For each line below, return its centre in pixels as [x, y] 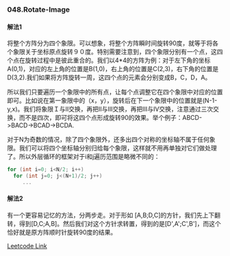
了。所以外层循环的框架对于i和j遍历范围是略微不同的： [84, 157]
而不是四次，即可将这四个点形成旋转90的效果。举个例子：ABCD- [111, 118]
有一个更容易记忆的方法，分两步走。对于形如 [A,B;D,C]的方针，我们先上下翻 [114, 215]
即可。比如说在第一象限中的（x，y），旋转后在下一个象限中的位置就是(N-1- [112, 101]
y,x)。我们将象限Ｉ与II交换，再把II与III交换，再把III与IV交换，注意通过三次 [110, 109]
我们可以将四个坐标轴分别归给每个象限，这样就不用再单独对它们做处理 [118, 148]
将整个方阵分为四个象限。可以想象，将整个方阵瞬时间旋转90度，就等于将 [110, 43]
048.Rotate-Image [39, 10]
